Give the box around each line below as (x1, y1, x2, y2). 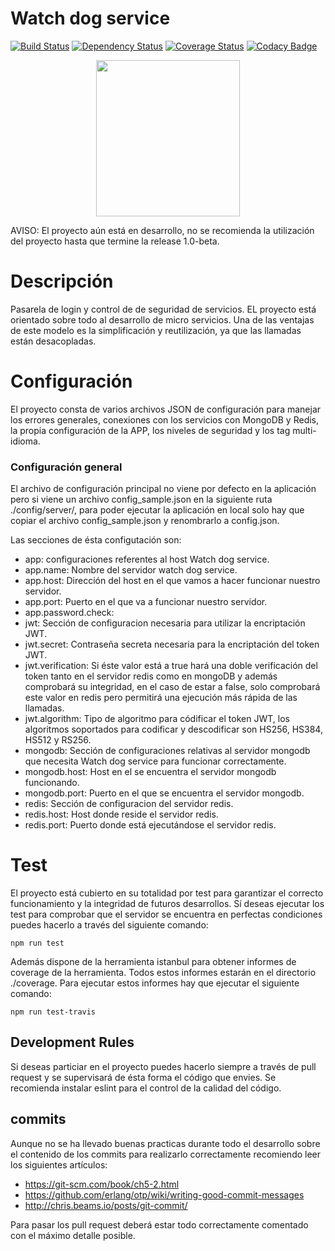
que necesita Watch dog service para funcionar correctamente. (24, 755, 287, 767)
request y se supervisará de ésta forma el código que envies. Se (10, 1071, 277, 1083)
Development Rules (10, 1034, 135, 1051)
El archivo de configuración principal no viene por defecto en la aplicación (10, 483, 317, 495)
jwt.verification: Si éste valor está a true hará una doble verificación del (24, 660, 318, 672)
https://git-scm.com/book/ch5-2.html (24, 1178, 180, 1190)
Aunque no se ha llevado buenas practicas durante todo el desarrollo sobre (10, 1137, 321, 1149)
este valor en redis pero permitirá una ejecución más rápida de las (24, 692, 298, 704)
